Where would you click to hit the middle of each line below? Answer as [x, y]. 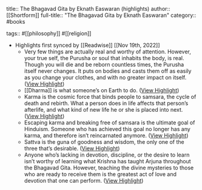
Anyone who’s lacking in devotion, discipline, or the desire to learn [107, 155]
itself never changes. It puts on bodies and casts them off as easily [108, 71]
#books [16, 22]
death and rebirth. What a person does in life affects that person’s [106, 103]
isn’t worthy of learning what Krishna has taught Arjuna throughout [107, 161]
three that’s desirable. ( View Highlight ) [72, 148]
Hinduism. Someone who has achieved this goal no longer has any [107, 129]
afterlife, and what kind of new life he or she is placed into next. [103, 110]
